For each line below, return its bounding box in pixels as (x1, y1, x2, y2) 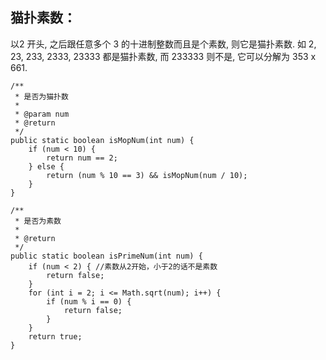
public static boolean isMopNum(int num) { (10, 135, 195, 145)
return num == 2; (46, 153, 118, 163)
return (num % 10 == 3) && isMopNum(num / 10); (46, 170, 248, 180)
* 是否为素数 (14, 216, 62, 226)
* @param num (14, 109, 70, 119)
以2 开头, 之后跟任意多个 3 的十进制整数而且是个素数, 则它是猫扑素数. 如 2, (10, 38, 317, 50)
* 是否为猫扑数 (14, 91, 69, 102)
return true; (28, 331, 83, 342)
